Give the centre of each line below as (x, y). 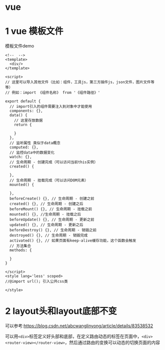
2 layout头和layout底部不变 (61, 311)
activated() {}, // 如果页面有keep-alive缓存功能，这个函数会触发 (73, 241)
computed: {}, (24, 147)
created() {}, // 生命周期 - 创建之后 (46, 204)
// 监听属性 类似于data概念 (35, 143)
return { (23, 125)
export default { (23, 101)
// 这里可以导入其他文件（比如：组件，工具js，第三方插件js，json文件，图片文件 (78, 82)
